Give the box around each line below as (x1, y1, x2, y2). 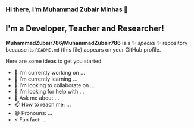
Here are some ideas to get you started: (5, 57, 104, 65)
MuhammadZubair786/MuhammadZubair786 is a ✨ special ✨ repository (5, 39, 188, 46)
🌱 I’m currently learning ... (14, 75, 78, 82)
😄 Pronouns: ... (14, 109, 53, 116)
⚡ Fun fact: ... (14, 116, 47, 123)
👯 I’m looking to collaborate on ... (14, 81, 95, 88)
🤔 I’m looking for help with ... (14, 88, 85, 95)
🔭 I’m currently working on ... (14, 69, 85, 76)
